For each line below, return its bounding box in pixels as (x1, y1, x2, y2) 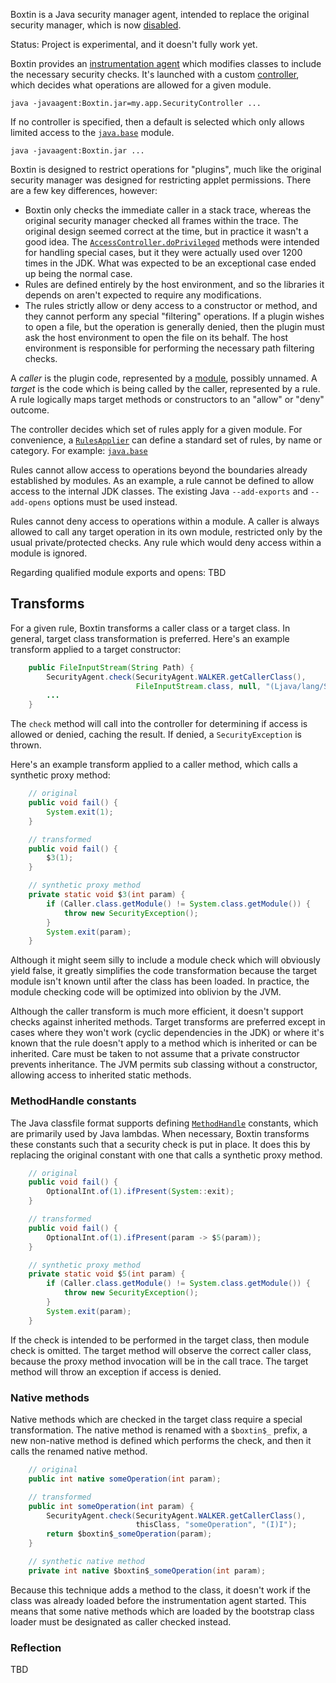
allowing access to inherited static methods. (10, 1069, 192, 1081)
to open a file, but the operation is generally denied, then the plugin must (24, 321, 325, 333)
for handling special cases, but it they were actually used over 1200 (24, 247, 303, 258)
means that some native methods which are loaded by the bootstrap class (10, 1605, 315, 1617)
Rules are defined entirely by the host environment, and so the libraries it (24, 279, 325, 290)
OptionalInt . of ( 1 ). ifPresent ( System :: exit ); (46, 1187, 235, 1197)
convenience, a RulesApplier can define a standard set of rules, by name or (10, 434, 323, 446)
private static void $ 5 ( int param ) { (28, 1269, 186, 1279)
